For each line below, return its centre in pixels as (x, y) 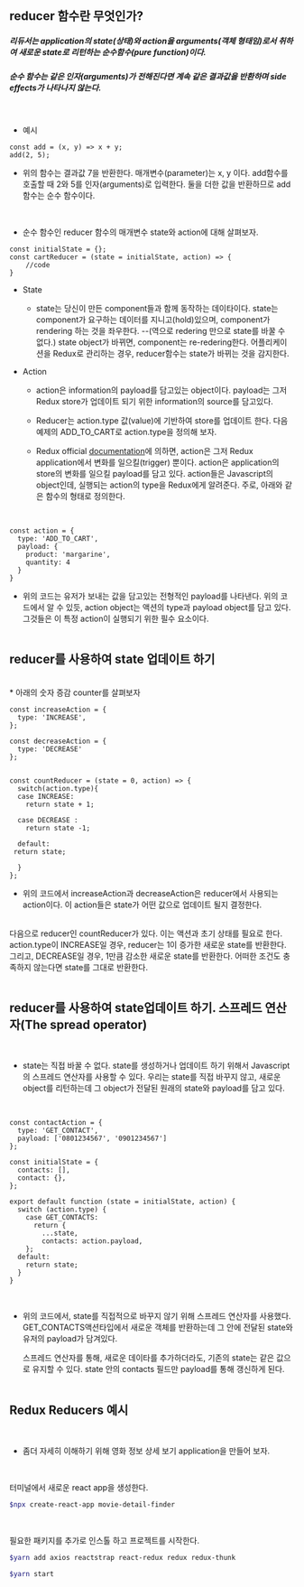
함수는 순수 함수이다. (59, 195)
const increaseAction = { (58, 710)
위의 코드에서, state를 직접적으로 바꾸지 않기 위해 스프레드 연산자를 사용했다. (157, 1316)
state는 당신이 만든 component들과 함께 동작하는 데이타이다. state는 (157, 308)
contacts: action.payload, (92, 1241)
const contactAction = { (56, 1123)
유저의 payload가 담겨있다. (70, 1339)
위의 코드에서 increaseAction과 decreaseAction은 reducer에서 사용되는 (150, 893)
